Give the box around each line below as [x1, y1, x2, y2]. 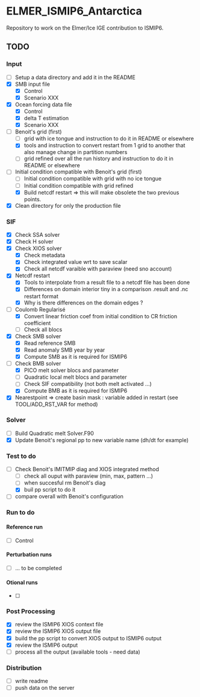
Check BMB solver [14, 360, 61, 367]
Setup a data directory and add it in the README [14, 74, 136, 81]
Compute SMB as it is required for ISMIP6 [23, 353, 128, 360]
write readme [14, 678, 48, 685]
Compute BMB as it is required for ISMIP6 [23, 387, 128, 394]
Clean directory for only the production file [14, 202, 121, 209]
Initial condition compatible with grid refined [23, 182, 134, 189]
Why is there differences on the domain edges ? [23, 299, 143, 306]
